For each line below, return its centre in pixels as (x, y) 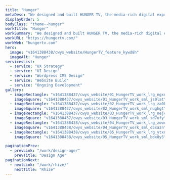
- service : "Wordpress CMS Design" (47, 76)
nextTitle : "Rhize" (35, 169)
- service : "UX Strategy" (37, 66)
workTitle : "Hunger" (27, 29)
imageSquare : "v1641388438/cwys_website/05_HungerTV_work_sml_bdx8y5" (90, 137)
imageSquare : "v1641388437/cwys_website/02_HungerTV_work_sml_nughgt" (90, 109)
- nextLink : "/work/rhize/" (39, 165)
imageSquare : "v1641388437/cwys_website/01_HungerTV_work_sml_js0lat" (90, 99)
